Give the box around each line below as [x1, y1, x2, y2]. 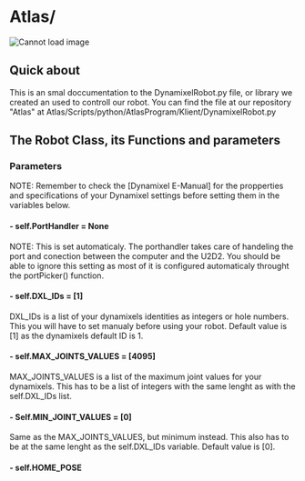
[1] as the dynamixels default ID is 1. [9, 330, 144, 341]
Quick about [9, 63, 80, 78]
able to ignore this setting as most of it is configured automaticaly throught [9, 260, 290, 271]
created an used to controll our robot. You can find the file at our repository [9, 96, 291, 107]
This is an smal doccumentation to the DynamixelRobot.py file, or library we [9, 86, 293, 97]
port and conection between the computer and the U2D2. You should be [9, 250, 280, 261]
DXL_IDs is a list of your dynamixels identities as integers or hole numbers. [9, 311, 290, 322]
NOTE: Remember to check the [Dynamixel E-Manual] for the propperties [9, 180, 284, 192]
